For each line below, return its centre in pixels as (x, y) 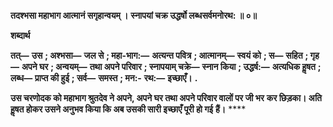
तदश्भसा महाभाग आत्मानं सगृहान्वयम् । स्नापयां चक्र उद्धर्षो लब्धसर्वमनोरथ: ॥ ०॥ (133, 15)
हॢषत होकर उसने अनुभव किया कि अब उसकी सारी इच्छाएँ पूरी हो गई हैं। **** (128, 109)
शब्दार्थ (20, 35)
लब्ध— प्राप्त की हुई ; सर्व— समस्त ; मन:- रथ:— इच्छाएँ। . (104, 78)
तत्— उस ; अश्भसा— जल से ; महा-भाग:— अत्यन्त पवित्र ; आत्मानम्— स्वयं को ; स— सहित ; (159, 55)
